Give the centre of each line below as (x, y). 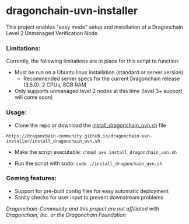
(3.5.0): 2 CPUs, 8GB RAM (55, 85)
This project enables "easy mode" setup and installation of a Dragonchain (95, 27)
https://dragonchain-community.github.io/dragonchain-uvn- (79, 136)
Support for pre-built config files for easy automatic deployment (92, 191)
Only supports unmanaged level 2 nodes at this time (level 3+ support (98, 91)
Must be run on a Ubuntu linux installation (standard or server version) (99, 73)
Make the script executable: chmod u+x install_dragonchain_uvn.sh (95, 152)
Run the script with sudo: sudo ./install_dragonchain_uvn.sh (88, 163)
